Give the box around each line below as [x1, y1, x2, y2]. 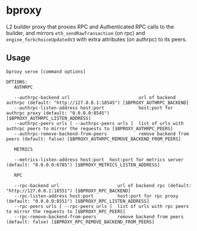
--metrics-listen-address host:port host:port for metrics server [14, 156, 184, 163]
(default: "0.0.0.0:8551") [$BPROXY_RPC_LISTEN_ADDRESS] [6, 198, 150, 204]
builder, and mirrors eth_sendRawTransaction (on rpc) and [6, 29, 146, 36]
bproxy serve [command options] [6, 69, 86, 75]
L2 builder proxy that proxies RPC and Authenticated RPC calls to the [6, 23, 175, 30]
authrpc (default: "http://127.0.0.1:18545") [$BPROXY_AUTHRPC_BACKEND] [6, 100, 189, 105]
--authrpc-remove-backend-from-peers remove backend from [14, 131, 189, 137]
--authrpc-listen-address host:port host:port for [14, 105, 173, 111]
